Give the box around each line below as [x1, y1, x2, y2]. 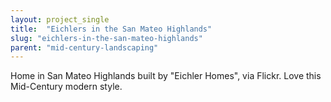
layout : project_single [10, 14, 110, 25]
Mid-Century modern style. [10, 81, 123, 93]
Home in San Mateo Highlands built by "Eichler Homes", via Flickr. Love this [10, 70, 322, 82]
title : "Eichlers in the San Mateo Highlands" [10, 24, 213, 34]
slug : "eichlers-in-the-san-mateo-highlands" [10, 33, 203, 43]
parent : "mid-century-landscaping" [10, 42, 159, 53]
